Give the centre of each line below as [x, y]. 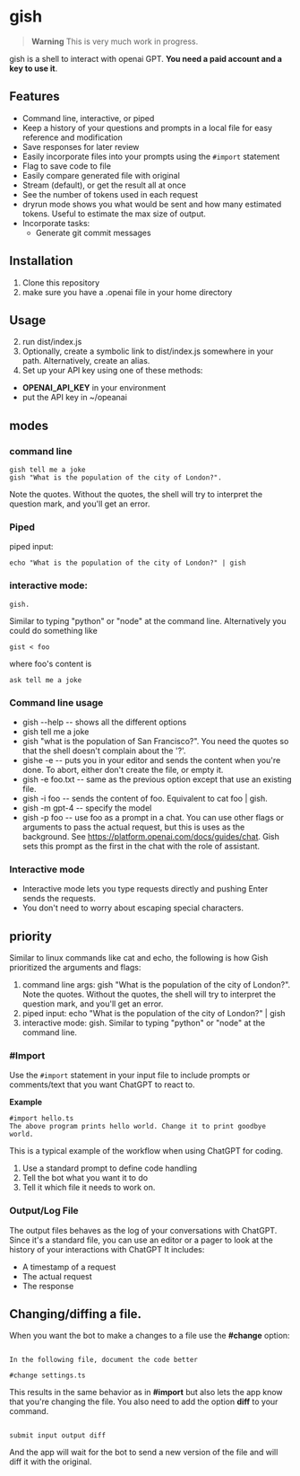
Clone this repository [61, 282]
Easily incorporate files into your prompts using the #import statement [151, 156]
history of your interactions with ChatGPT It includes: [107, 1249]
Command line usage [56, 702]
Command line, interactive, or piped [88, 118]
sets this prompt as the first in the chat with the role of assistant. [141, 846]
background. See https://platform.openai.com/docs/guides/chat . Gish [151, 836]
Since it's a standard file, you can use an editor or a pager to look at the [141, 1240]
